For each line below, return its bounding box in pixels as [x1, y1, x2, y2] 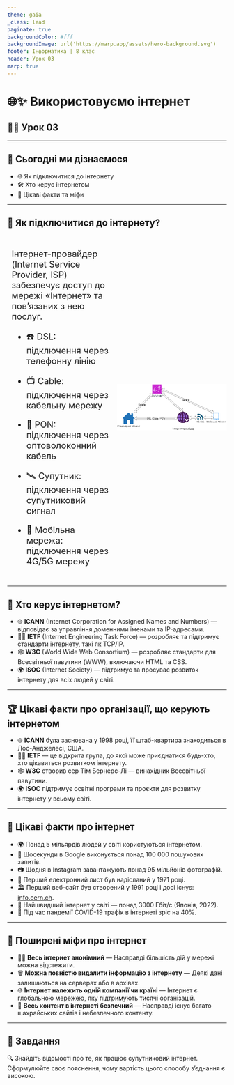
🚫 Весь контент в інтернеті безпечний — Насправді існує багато [17, 1001, 212, 1010]
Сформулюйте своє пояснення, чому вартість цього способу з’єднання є [7, 1064, 226, 1072]
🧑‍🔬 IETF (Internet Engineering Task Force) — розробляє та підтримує [17, 633, 219, 641]
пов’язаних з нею [11, 300, 85, 312]
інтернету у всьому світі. [17, 794, 92, 803]
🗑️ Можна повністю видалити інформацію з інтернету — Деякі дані [17, 969, 223, 977]
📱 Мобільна [26, 525, 75, 536]
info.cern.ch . [17, 893, 54, 902]
